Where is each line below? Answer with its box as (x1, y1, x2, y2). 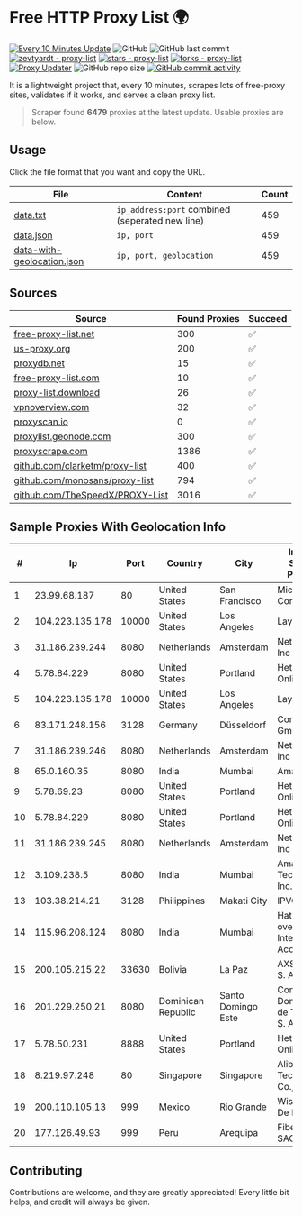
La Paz (219, 964, 249, 976)
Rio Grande (219, 1101, 267, 1113)
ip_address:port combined (116, 203, 231, 215)
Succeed (248, 312, 288, 325)
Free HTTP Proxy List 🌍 (9, 7, 190, 28)
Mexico (158, 1101, 191, 1113)
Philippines (158, 894, 206, 907)
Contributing (9, 1163, 83, 1178)
